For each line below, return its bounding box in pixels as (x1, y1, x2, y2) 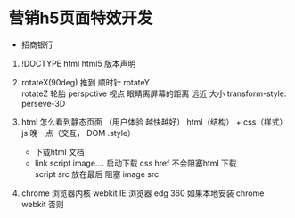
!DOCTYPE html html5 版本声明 (20, 58, 136, 69)
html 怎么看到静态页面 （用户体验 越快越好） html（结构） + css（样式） (20, 117, 288, 127)
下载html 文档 (34, 146, 86, 157)
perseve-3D (20, 98, 66, 109)
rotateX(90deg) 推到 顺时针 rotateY (20, 77, 151, 87)
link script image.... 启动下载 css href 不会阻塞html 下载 (34, 157, 237, 168)
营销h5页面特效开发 (8, 8, 153, 28)
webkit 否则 (20, 198, 64, 209)
